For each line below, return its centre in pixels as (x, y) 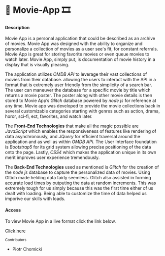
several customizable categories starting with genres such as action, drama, (82, 111)
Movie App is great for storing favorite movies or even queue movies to (77, 54)
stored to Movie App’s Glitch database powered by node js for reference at (81, 101)
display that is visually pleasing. (37, 65)
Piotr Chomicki (27, 249)
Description (17, 27)
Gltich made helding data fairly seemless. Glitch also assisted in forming (78, 178)
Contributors (16, 240)
